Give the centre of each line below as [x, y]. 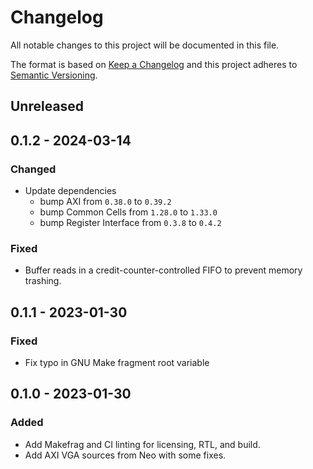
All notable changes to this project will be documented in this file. [145, 45]
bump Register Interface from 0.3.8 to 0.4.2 [130, 223]
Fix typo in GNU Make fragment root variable [117, 362]
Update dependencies [70, 191]
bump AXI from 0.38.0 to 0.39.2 [105, 202]
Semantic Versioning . [54, 75]
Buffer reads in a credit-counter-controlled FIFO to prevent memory [163, 270]
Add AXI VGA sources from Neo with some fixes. [125, 455]
